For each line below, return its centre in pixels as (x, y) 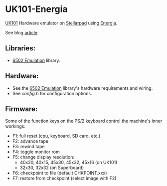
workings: (15, 126)
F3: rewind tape (28, 147)
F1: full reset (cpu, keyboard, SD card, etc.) (56, 136)
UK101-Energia (37, 9)
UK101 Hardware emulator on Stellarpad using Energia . (61, 23)
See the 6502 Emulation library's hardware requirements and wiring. (83, 88)
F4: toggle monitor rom (36, 152)
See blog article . (22, 32)
